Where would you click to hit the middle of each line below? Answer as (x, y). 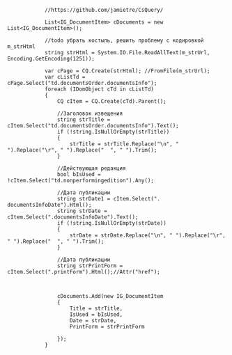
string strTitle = (84, 120)
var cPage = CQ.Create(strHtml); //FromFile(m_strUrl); (127, 71)
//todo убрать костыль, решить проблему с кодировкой (124, 40)
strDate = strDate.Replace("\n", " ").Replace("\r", (148, 235)
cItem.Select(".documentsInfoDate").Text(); (73, 217)
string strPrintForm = (90, 266)
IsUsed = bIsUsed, (96, 315)
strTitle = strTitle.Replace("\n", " (124, 144)
